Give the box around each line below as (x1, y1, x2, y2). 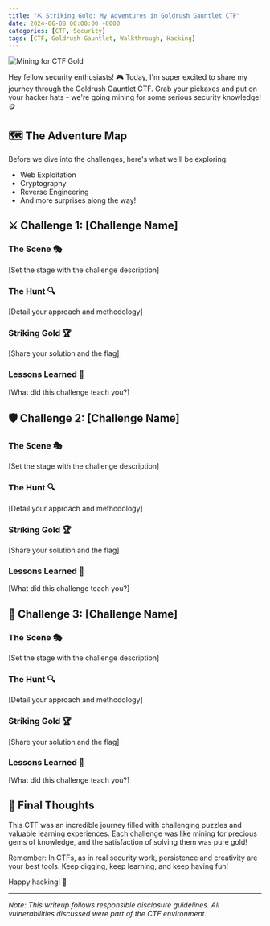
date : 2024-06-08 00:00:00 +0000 (8, 19, 121, 27)
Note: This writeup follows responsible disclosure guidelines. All (8, 899, 220, 910)
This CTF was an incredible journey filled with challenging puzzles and (8, 820, 243, 829)
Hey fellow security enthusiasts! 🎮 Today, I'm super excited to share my (8, 72, 247, 82)
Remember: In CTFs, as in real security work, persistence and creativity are (8, 853, 258, 862)
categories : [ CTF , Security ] (8, 27, 106, 35)
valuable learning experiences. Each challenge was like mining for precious (8, 829, 257, 838)
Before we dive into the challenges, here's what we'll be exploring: (8, 155, 228, 164)
